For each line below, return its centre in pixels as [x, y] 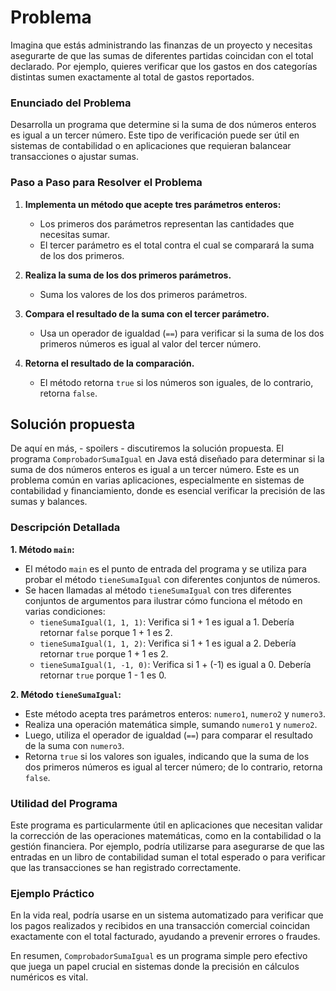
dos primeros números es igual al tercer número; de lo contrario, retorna [173, 767]
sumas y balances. [49, 502]
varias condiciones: [65, 611]
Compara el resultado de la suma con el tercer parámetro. [147, 313]
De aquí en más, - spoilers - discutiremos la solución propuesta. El [147, 448]
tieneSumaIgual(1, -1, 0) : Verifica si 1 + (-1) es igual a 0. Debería [175, 664]
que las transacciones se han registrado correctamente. [126, 867]
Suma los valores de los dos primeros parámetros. [143, 294]
